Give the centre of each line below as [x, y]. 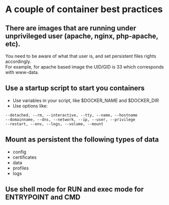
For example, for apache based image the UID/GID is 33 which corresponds [84, 67]
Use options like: [30, 106]
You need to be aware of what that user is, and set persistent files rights [81, 56]
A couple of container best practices [84, 9]
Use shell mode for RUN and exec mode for [75, 190]
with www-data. [22, 72]
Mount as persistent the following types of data [82, 140]
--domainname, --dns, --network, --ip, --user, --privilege [71, 119]
